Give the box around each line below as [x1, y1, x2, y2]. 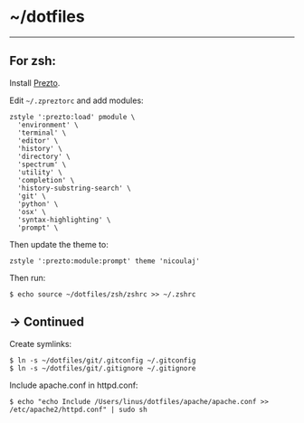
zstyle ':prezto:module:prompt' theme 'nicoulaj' [9, 256, 201, 266]
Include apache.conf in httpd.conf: [9, 380, 138, 390]
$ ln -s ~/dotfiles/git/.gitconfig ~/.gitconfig [9, 355, 196, 365]
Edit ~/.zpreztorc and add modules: [9, 95, 144, 106]
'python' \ [17, 199, 59, 209]
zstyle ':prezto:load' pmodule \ [9, 112, 136, 121]
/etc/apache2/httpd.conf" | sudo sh [9, 405, 147, 414]
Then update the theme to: [9, 239, 109, 249]
